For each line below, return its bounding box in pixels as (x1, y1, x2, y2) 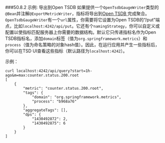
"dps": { (23, 112, 41, 117)
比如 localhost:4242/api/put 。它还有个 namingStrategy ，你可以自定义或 (13, 23, 160, 29)
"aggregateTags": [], (23, 108, 68, 113)
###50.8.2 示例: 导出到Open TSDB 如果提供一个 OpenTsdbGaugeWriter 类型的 (5, 4, 159, 10)
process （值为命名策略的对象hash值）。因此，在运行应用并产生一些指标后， (5, 42, 160, 47)
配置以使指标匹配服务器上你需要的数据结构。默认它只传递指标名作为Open (5, 29, 156, 35)
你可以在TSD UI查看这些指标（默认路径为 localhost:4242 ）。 (5, 48, 128, 54)
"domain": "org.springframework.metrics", (31, 95, 122, 100)
